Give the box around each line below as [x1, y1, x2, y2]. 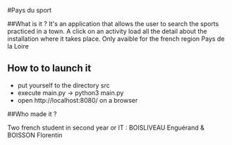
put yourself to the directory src [17, 81, 111, 89]
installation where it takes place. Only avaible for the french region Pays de [7, 34, 225, 43]
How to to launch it [7, 63, 92, 75]
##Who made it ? [7, 109, 57, 118]
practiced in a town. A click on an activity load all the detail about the [7, 27, 207, 35]
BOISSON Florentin [7, 130, 63, 139]
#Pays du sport [7, 6, 51, 14]
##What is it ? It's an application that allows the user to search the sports [7, 20, 219, 27]
